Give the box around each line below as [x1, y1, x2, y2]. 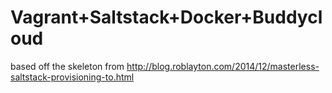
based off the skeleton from [10, 60, 125, 72]
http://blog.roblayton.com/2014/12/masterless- [126, 60, 320, 72]
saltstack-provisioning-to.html [10, 71, 135, 83]
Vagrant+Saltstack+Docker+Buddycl [10, 6, 323, 29]
